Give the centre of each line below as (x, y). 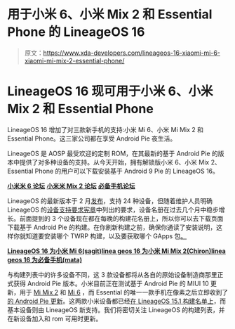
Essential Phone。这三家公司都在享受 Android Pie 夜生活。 (92, 138)
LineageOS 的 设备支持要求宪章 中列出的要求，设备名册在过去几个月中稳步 (113, 209)
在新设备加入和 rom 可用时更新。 (55, 318)
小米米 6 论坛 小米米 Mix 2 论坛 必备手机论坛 (71, 186)
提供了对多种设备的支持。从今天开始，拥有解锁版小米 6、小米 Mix (114, 162)
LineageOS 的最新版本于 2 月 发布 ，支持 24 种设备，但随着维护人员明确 (110, 200)
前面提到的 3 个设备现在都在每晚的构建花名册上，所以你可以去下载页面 (121, 218)
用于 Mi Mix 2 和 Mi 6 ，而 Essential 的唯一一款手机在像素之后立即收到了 (124, 292)
